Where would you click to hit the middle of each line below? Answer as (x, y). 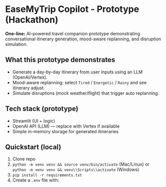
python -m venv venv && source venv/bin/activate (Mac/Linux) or (81, 164)
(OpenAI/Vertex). (30, 77)
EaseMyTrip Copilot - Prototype (72, 9)
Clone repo (24, 159)
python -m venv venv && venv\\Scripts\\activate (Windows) (76, 170)
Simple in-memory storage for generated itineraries (65, 131)
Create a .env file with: (35, 180)
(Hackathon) (32, 20)
